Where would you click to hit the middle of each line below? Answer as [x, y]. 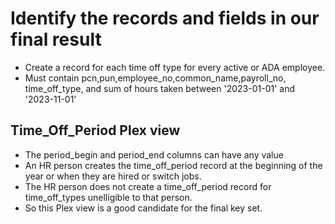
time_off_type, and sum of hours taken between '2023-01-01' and [160, 88]
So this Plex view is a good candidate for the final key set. [143, 208]
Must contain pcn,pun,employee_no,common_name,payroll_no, [155, 78]
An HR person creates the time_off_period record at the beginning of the [173, 165]
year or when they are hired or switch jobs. [113, 176]
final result [56, 39]
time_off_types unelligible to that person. [108, 197]
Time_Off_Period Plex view [95, 130]
